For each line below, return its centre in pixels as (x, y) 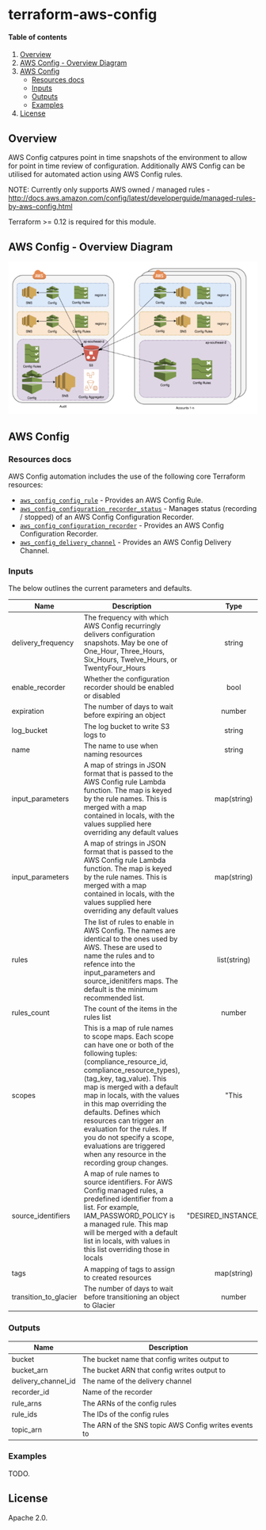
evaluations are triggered (124, 1146)
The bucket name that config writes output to (156, 1359)
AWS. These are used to (123, 947)
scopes (23, 1096)
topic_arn (27, 1429)
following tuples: (110, 1053)
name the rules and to (119, 956)
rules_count (30, 1013)
